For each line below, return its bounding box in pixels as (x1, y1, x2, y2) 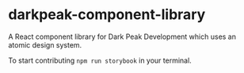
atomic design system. (8, 40, 82, 49)
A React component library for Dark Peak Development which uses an (8, 32, 236, 41)
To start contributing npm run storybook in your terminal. (8, 56, 192, 65)
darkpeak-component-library (8, 6, 206, 24)
